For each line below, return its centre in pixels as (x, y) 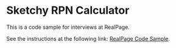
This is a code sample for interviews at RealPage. (68, 27)
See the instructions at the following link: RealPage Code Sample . (88, 38)
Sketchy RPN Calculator (68, 10)
